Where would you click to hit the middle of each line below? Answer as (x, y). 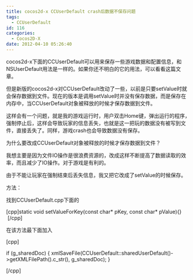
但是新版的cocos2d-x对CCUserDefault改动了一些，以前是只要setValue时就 (97, 88)
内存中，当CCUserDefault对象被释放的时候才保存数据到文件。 (81, 103)
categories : (21, 33)
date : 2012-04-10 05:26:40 (39, 45)
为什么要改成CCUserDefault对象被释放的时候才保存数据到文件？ (84, 143)
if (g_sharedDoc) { (28, 253)
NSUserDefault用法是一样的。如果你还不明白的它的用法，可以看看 (86, 69)
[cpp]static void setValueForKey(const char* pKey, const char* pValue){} (94, 211)
